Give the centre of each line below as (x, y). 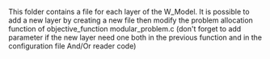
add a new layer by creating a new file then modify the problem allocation (131, 20)
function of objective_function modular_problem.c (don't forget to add (125, 29)
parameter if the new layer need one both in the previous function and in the (135, 37)
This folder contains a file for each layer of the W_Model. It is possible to (129, 12)
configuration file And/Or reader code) (72, 46)
